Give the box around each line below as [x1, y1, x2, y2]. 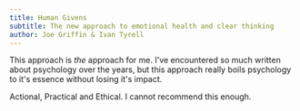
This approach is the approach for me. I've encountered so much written [9, 55, 282, 66]
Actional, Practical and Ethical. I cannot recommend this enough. [9, 91, 252, 102]
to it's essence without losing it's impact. [9, 74, 163, 85]
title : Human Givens [9, 13, 88, 23]
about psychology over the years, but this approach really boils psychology [9, 64, 292, 75]
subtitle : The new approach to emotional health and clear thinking [9, 22, 275, 31]
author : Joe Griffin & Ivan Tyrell [9, 30, 145, 39]
